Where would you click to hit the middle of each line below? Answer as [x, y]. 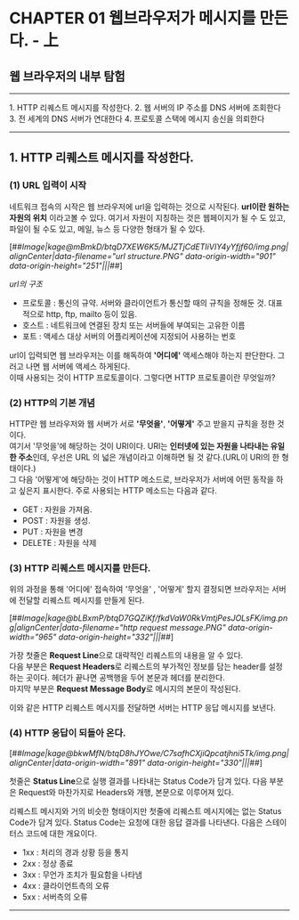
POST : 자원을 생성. [56, 520]
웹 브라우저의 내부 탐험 [68, 76]
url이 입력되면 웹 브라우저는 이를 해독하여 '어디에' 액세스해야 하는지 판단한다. [142, 355]
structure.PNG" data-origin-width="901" [202, 256]
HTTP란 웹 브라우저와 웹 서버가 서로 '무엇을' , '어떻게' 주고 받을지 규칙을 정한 [142, 423]
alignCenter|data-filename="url [68, 256]
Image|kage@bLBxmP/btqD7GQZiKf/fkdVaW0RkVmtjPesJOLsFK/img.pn [155, 618]
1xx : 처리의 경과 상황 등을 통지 [75, 852]
